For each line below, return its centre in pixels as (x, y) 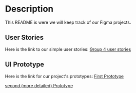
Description (29, 9)
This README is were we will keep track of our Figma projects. (68, 22)
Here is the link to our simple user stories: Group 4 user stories (68, 49)
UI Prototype (25, 65)
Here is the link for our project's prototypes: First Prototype (65, 76)
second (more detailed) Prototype (39, 85)
